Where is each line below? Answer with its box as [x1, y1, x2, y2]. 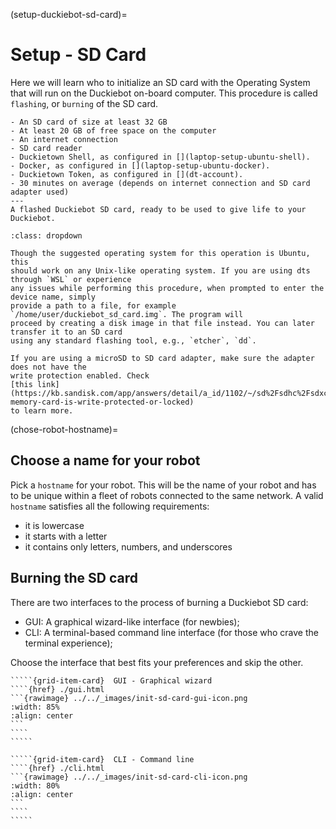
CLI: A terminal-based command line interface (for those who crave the [24, 626, 319, 638]
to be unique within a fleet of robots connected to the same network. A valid [10, 489, 324, 501]
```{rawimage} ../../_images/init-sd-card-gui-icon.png [10, 693, 248, 703]
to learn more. [10, 405, 74, 416]
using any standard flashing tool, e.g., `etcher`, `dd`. [10, 335, 257, 346]
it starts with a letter [24, 530, 108, 542]
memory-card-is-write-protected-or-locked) [10, 397, 195, 407]
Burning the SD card [10, 570, 138, 587]
